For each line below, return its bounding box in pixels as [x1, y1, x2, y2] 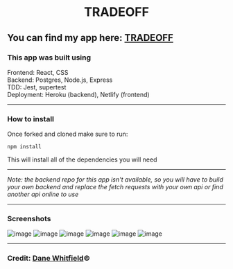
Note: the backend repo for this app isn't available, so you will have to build [7, 175, 223, 184]
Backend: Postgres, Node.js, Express [7, 76, 113, 84]
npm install [7, 144, 42, 150]
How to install [7, 114, 54, 123]
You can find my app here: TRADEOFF [7, 32, 173, 44]
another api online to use [7, 190, 79, 198]
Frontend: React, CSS [7, 68, 69, 76]
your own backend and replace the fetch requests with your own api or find [7, 183, 223, 191]
